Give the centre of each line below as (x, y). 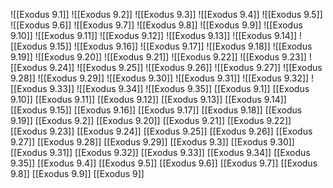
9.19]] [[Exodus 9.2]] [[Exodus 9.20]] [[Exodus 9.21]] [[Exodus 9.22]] (151, 120)
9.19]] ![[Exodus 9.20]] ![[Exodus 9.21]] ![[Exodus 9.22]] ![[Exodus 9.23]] (158, 57)
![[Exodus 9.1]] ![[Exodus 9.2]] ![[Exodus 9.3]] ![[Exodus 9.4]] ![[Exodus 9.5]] (166, 14)
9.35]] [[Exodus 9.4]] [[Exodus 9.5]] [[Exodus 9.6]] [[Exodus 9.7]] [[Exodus (164, 163)
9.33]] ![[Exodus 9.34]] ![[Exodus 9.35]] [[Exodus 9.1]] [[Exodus (179, 88)
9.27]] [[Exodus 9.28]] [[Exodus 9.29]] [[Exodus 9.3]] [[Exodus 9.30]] (152, 142)
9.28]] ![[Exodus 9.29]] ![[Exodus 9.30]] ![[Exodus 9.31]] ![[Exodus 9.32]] (160, 78)
